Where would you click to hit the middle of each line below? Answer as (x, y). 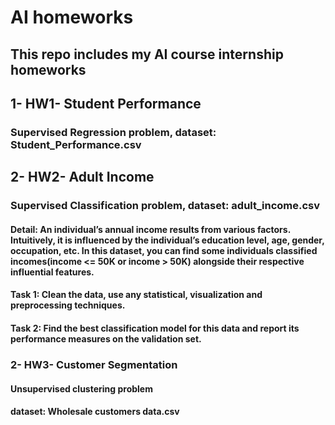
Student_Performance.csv (76, 144)
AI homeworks (72, 17)
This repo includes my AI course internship (147, 54)
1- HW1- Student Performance (106, 103)
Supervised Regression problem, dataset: (113, 132)
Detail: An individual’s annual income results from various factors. (150, 229)
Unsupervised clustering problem (81, 388)
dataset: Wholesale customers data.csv (95, 412)
